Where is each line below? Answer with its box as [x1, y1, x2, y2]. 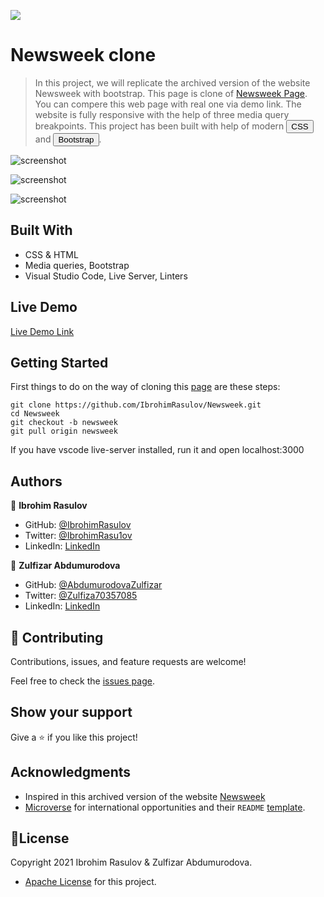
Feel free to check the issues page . [10, 675, 155, 687]
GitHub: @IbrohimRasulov [24, 519, 132, 531]
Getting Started [10, 354, 109, 371]
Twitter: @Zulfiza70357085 [24, 590, 138, 602]
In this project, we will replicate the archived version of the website [34, 76, 311, 89]
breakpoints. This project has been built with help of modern [34, 120, 285, 132]
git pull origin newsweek [10, 426, 118, 437]
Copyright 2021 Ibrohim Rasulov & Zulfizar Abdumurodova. [10, 856, 253, 869]
